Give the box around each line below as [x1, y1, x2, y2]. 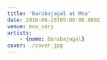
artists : [7, 29, 32, 37]
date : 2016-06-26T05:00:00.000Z [7, 17, 100, 23]
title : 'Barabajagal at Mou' [7, 10, 91, 17]
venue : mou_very [7, 23, 54, 30]
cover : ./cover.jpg [7, 42, 64, 49]
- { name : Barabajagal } [19, 36, 85, 43]
